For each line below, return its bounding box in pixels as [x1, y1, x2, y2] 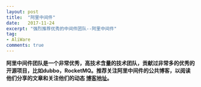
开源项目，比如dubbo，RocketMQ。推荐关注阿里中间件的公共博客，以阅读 [6, 67, 191, 74]
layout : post [6, 8, 39, 15]
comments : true [6, 43, 44, 49]
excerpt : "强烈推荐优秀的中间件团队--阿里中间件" [6, 25, 117, 32]
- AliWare [6, 37, 31, 43]
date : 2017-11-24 [6, 20, 55, 26]
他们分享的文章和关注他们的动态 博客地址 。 [6, 74, 112, 82]
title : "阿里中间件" [6, 14, 56, 20]
